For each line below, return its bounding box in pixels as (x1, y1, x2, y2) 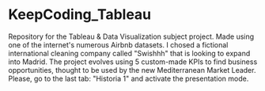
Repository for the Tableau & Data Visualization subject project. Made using (8, 32, 255, 41)
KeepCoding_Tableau (8, 6, 152, 24)
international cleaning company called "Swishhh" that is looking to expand (8, 48, 251, 58)
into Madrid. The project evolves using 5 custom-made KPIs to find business (8, 57, 258, 66)
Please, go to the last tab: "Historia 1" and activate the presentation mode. (8, 74, 249, 83)
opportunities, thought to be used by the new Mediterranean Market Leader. (8, 65, 256, 74)
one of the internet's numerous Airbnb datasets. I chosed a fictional (8, 40, 229, 49)
